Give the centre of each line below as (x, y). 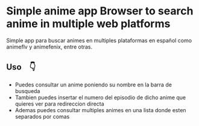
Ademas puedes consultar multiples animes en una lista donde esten (100, 110)
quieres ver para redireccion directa (59, 104)
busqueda (27, 91)
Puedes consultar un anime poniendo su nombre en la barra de (93, 85)
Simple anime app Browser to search (100, 11)
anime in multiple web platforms (88, 24)
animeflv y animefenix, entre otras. (49, 47)
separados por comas (42, 116)
